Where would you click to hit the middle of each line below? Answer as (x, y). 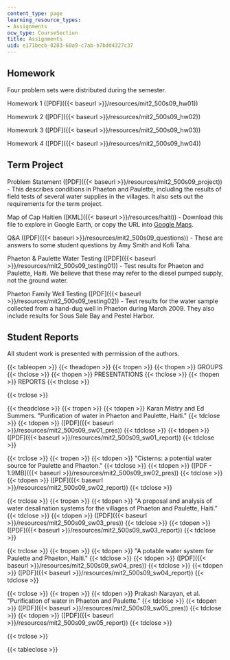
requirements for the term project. (55, 203)
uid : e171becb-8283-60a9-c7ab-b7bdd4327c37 (70, 45)
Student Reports (43, 337)
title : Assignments (35, 39)
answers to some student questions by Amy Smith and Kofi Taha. (99, 245)
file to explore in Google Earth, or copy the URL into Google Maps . (100, 224)
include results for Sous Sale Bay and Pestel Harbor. (81, 316)
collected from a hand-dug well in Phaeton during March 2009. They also (111, 308)
